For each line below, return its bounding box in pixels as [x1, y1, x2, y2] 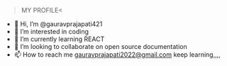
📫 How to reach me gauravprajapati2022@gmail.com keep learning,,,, [13, 50, 221, 59]
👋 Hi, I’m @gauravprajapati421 [13, 20, 103, 28]
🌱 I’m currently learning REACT [13, 35, 105, 43]
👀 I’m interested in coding [13, 28, 89, 35]
